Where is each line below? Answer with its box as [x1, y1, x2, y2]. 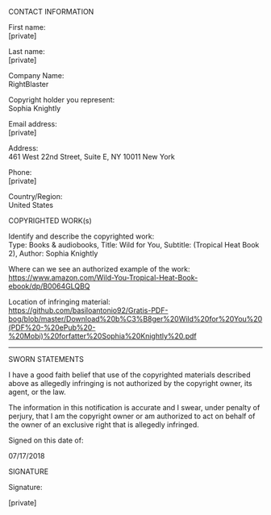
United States [8, 201, 54, 210]
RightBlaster [8, 80, 49, 89]
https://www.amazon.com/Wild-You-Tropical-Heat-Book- [8, 273, 198, 282]
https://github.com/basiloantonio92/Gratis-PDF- [8, 305, 169, 315]
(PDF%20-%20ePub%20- [8, 322, 96, 332]
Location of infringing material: [8, 297, 110, 306]
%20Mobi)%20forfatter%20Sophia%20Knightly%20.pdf [8, 331, 197, 341]
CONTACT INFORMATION [8, 7, 94, 16]
